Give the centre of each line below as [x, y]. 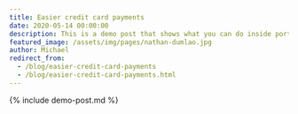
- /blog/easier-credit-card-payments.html [97, 75]
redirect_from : [37, 58]
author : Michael [39, 50]
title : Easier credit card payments [77, 17]
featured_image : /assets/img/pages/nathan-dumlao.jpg [111, 42]
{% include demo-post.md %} [64, 100]
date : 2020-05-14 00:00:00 [59, 26]
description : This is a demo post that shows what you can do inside [141, 34]
